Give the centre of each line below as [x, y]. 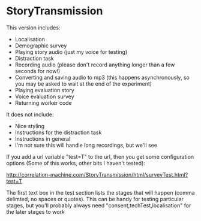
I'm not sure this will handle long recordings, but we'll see [86, 145]
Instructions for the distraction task [58, 132]
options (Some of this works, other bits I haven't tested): [76, 163]
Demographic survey [41, 46]
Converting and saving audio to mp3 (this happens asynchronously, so [102, 77]
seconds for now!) [37, 71]
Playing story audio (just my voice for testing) [71, 52]
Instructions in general [43, 138]
